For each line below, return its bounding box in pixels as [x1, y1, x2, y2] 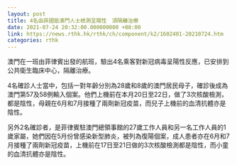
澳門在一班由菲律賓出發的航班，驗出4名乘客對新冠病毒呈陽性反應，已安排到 [7, 58, 229, 66]
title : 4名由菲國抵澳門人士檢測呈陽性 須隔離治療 [7, 17, 139, 24]
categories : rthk [7, 37, 59, 44]
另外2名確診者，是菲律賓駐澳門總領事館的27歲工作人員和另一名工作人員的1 [7, 123, 226, 132]
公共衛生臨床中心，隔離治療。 [7, 66, 94, 75]
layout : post [7, 10, 46, 18]
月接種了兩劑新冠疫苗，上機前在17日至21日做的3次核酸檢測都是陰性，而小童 [7, 141, 229, 149]
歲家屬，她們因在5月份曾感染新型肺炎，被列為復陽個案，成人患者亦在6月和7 [7, 132, 230, 141]
